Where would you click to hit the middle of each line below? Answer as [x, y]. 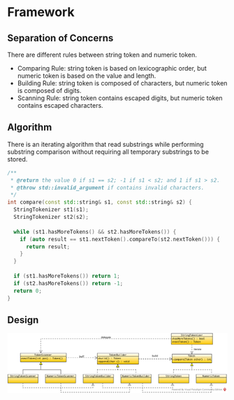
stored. [17, 159]
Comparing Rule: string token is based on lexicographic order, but [112, 68]
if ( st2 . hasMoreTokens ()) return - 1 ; [68, 283]
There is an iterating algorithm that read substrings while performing [105, 144]
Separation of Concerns [60, 38]
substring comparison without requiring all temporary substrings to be [108, 152]
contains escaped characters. [60, 105]
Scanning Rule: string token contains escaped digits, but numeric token [120, 98]
